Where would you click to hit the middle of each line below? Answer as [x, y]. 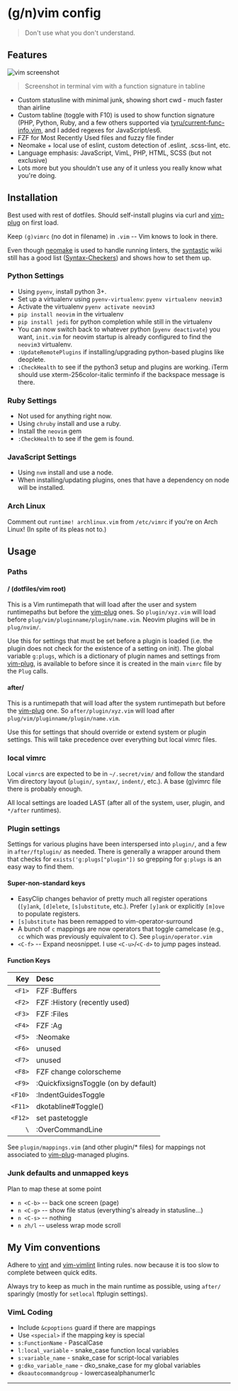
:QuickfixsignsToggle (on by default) [96, 1084]
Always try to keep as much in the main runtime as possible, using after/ [114, 1286]
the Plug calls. [28, 671]
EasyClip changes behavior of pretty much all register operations [112, 899]
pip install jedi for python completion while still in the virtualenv [115, 321]
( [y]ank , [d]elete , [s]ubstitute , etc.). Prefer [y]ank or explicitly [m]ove [121, 906]
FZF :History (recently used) [83, 1003]
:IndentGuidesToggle [70, 1095]
